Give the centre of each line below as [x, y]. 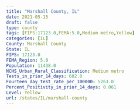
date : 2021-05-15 [27, 17]
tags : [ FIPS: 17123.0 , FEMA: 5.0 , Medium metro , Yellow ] [70, 33]
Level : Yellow [23, 93]
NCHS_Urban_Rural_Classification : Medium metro [65, 71]
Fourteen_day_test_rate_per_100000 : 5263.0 [60, 82]
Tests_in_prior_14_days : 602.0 [44, 76]
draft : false [22, 22]
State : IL [18, 49]
